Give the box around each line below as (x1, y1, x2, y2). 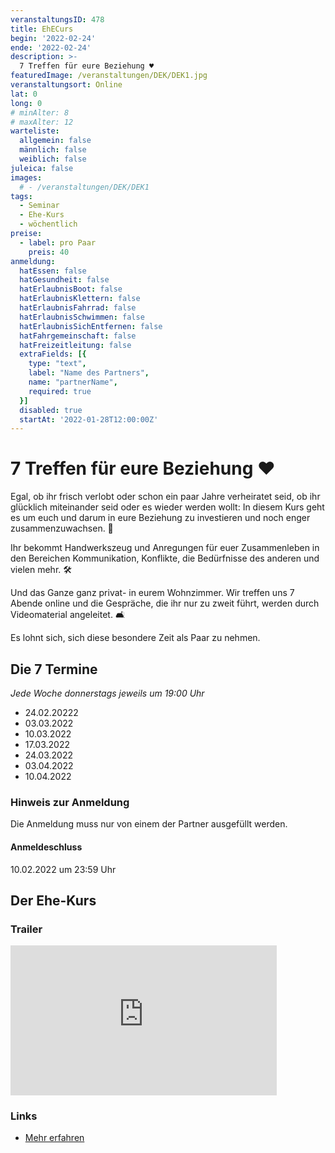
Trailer (10, 922, 43, 936)
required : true (28, 386, 92, 396)
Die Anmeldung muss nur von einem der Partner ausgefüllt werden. (10, 818, 288, 830)
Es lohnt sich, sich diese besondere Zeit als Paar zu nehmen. (10, 632, 261, 644)
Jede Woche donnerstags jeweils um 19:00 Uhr (10, 687, 205, 699)
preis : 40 (28, 247, 70, 257)
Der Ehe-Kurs (10, 892, 97, 909)
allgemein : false (19, 136, 92, 146)
